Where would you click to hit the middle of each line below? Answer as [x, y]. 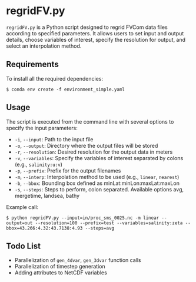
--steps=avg [100, 228]
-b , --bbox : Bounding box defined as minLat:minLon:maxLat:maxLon [97, 183]
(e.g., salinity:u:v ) [39, 164]
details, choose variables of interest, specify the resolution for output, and [96, 39]
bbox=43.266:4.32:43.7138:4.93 [44, 228]
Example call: [22, 207]
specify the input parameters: [42, 128]
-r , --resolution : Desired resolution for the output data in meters [94, 152]
